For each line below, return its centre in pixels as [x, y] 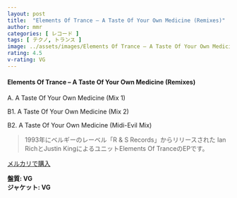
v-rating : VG [26, 60]
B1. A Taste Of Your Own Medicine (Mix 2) [68, 111]
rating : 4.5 [25, 54]
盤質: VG [20, 178]
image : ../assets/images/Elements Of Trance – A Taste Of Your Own [109, 47]
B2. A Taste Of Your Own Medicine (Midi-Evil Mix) [80, 125]
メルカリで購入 [29, 163]
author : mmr [25, 27]
